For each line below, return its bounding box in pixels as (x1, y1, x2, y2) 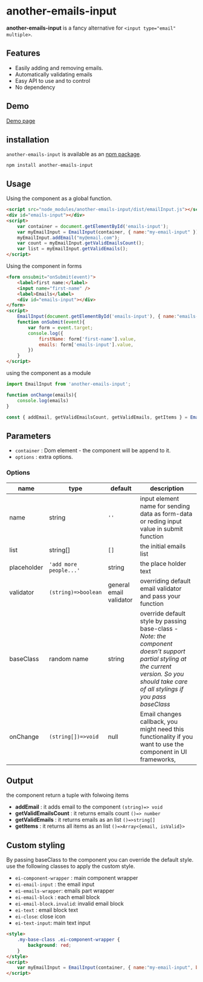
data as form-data (140, 509, 193, 518)
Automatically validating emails (14, 71, 92, 78)
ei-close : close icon (14, 913, 66, 920)
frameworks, (140, 755, 176, 763)
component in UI (140, 747, 187, 756)
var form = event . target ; (28, 325, 94, 331)
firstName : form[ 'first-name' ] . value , (38, 336, 137, 342)
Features (6, 48, 40, 59)
